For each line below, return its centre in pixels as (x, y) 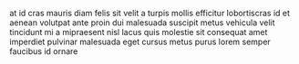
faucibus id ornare (44, 51)
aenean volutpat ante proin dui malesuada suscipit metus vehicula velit (142, 23)
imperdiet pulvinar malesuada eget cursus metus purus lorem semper (140, 41)
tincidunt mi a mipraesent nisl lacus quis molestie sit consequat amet (139, 32)
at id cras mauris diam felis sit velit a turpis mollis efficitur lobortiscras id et (149, 13)
